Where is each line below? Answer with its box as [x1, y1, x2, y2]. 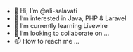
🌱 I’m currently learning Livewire [13, 22, 108, 30]
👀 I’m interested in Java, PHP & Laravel [13, 14, 127, 22]
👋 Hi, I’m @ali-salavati [13, 7, 77, 15]
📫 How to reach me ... [13, 37, 80, 45]
